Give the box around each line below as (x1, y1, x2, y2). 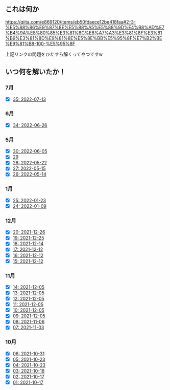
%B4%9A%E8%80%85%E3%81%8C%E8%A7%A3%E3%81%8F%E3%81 (5, 30, 162, 36)
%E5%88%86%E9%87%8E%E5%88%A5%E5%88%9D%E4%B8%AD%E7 (5, 24, 165, 30)
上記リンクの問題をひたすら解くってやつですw (5, 51, 103, 57)
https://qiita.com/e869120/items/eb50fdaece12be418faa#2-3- (5, 18, 136, 25)
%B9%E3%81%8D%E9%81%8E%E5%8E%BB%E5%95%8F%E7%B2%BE (5, 35, 162, 41)
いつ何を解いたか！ (5, 68, 66, 76)
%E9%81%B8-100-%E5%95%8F (5, 40, 76, 47)
